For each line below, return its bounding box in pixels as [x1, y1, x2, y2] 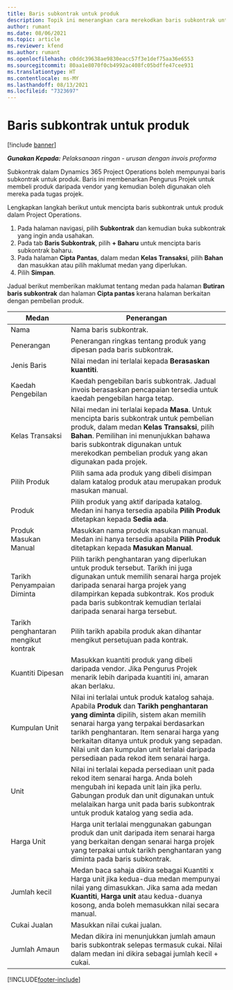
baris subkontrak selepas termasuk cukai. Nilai [70, 940, 223, 950]
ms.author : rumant [7, 49, 60, 56]
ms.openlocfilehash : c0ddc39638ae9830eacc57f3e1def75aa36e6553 [7, 56, 194, 63]
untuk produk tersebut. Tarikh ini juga [70, 563, 193, 573]
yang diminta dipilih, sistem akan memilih [70, 710, 207, 720]
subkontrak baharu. [17, 246, 74, 254]
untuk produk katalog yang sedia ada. [70, 808, 193, 818]
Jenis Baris [10, 361, 47, 371]
